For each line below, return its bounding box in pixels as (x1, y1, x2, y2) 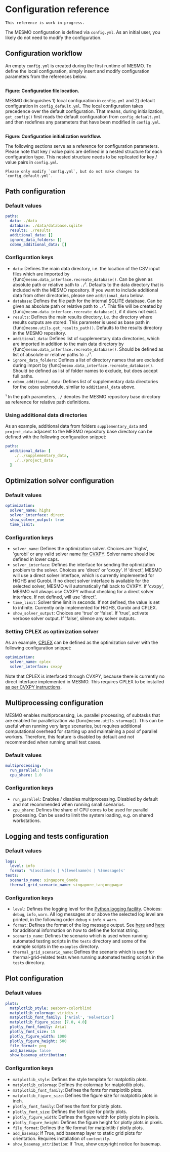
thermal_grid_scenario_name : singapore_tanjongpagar (10, 882, 123, 887)
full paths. (12, 373, 34, 379)
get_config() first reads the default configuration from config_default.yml (5, 113, 161, 119)
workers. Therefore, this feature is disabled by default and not (5, 733, 135, 739)
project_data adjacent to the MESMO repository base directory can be (5, 429, 153, 435)
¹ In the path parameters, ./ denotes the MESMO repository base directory (5, 393, 161, 399)
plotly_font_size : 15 (10, 1029, 56, 1035)
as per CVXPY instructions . (5, 684, 62, 690)
